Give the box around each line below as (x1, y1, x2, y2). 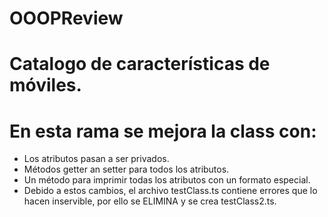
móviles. (9, 74, 82, 97)
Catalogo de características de (9, 53, 271, 76)
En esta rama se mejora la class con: (9, 120, 317, 142)
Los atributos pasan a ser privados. (23, 153, 170, 165)
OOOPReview (9, 7, 124, 30)
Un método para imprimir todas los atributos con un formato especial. (23, 174, 311, 186)
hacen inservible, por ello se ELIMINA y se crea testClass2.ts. (23, 195, 277, 207)
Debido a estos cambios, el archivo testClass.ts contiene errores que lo (23, 185, 318, 197)
